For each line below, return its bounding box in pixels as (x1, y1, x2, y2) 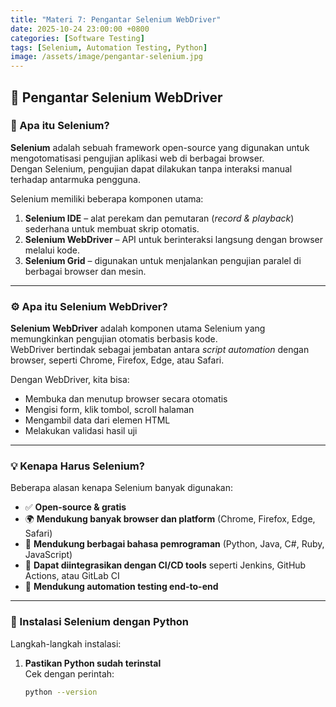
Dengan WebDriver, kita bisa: (10, 374, 130, 386)
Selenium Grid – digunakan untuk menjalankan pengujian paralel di (24, 254, 302, 266)
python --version (24, 687, 98, 697)
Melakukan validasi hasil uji (24, 425, 138, 437)
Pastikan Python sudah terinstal (24, 657, 162, 669)
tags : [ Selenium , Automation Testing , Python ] (10, 42, 208, 53)
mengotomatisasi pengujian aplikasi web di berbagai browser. (10, 152, 265, 164)
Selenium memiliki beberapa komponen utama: (10, 192, 204, 205)
